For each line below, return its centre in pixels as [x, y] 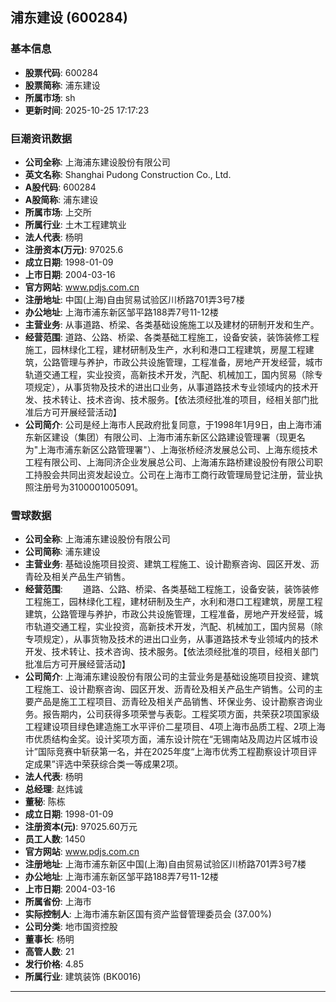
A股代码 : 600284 [60, 187]
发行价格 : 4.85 [54, 964]
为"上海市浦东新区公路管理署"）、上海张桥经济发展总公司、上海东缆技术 [171, 449]
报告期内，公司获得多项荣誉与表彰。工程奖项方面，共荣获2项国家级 [181, 714]
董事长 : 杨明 [49, 939]
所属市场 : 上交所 [58, 212]
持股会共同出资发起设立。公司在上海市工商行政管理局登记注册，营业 [174, 474]
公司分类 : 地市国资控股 [71, 927]
